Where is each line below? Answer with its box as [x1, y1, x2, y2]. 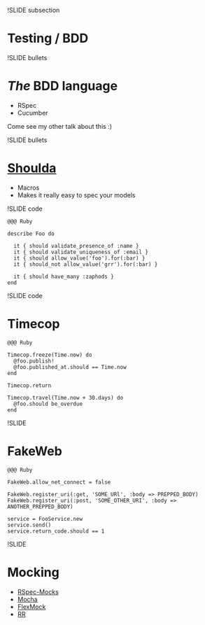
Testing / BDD [7, 31, 89, 46]
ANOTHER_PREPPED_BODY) [7, 503, 73, 510]
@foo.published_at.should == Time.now [13, 363, 127, 370]
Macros [17, 183, 40, 192]
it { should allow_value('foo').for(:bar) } [13, 255, 146, 262]
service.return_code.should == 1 [7, 528, 105, 535]
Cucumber [17, 108, 48, 117]
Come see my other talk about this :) [7, 122, 112, 130]
